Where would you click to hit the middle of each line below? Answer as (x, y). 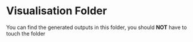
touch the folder (26, 33)
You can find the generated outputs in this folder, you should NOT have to (96, 27)
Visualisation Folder (57, 11)
